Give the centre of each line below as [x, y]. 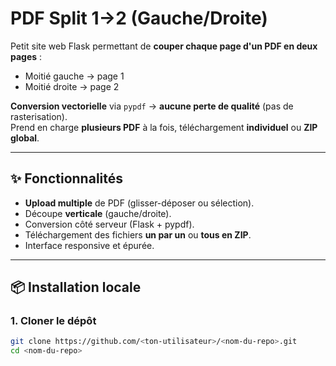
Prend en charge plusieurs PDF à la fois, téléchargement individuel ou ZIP [164, 127]
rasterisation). [39, 116]
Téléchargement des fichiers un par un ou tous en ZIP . [138, 234]
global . [25, 138]
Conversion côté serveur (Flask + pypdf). [109, 224]
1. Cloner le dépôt [53, 321]
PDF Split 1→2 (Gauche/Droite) [139, 18]
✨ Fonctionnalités [67, 178]
